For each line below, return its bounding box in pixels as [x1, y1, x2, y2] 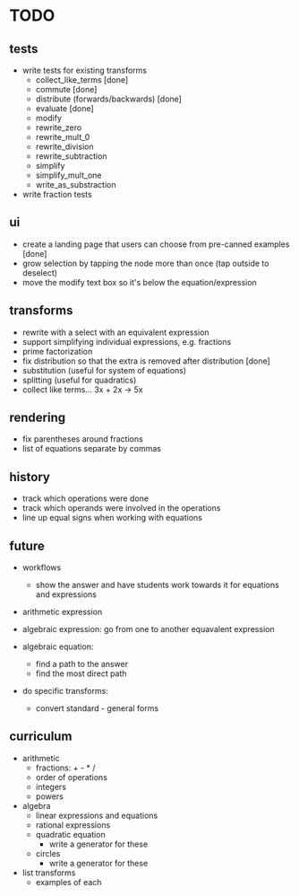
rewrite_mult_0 [35, 132, 90, 142]
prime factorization [21, 346, 93, 356]
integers [35, 781, 67, 792]
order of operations [35, 771, 107, 782]
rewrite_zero [35, 122, 82, 133]
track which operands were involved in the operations [21, 503, 221, 514]
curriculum [9, 729, 73, 744]
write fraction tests [21, 189, 92, 199]
